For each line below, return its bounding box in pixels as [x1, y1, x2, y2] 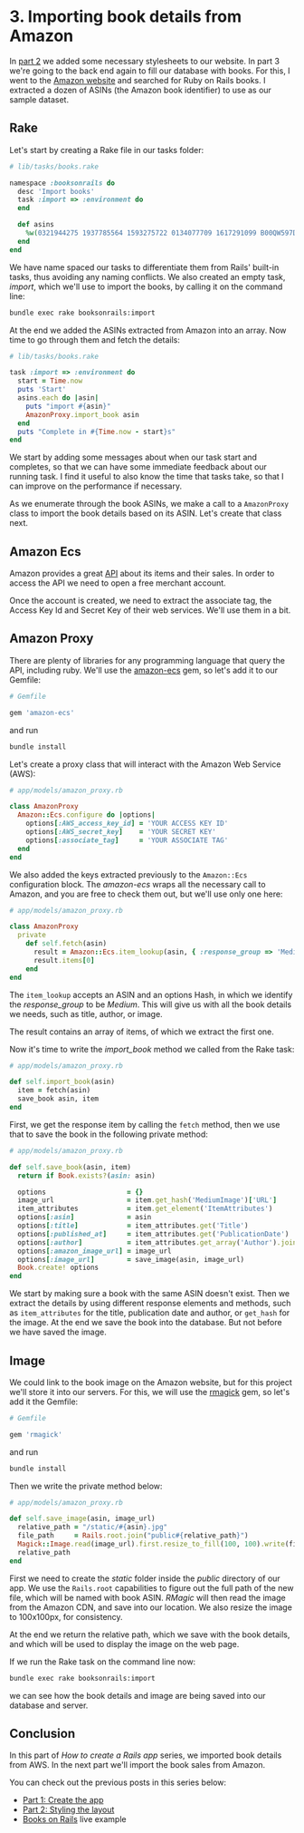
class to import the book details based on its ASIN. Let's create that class [9, 508, 282, 519]
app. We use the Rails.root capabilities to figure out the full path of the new [9, 1582, 294, 1593]
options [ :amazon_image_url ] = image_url [17, 1246, 172, 1256]
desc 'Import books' [17, 187, 95, 196]
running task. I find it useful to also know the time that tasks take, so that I [9, 471, 284, 482]
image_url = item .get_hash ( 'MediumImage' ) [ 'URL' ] [17, 1196, 278, 1205]
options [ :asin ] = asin [17, 1213, 152, 1222]
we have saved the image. [9, 1326, 107, 1338]
